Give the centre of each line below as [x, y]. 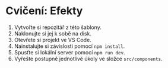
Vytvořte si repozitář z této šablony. [58, 27]
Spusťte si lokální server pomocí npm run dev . [69, 52]
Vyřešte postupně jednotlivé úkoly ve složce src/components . [88, 59]
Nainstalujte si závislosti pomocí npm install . [69, 46]
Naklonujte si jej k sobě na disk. [53, 33]
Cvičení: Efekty [44, 11]
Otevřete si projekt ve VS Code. [53, 40]
